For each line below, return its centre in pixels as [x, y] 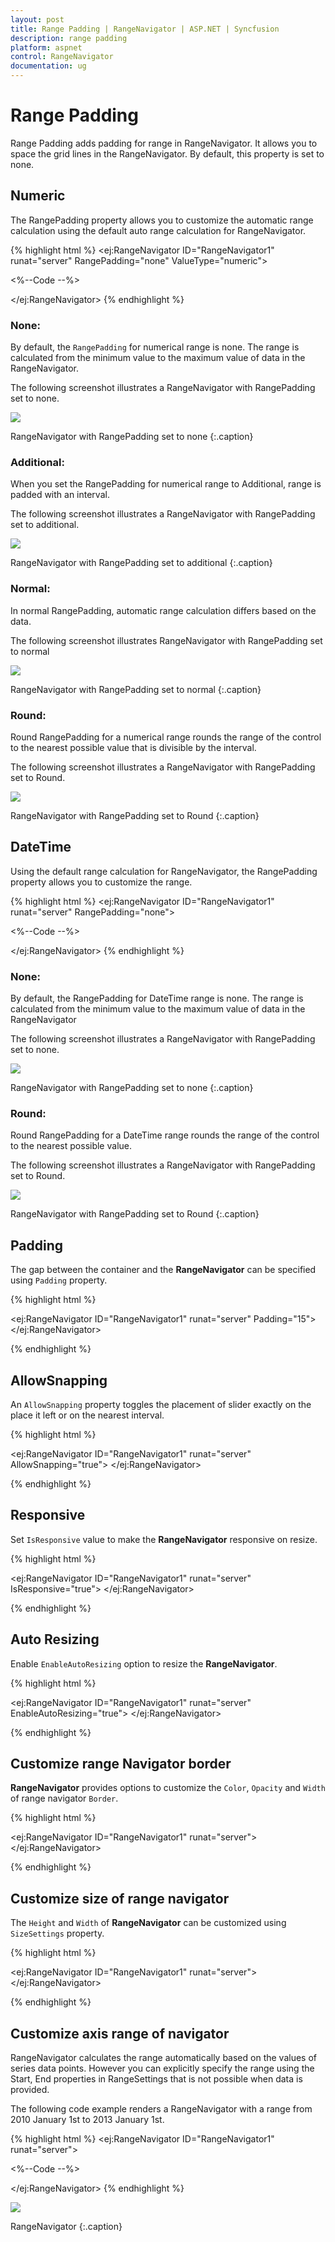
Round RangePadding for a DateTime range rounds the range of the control [165, 1135]
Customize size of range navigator [120, 1898]
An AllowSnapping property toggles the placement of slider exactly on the [161, 1404]
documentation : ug [48, 66]
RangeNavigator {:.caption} [66, 2227]
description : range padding [69, 38]
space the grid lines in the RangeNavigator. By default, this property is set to [167, 153]
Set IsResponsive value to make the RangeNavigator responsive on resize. [164, 1539]
